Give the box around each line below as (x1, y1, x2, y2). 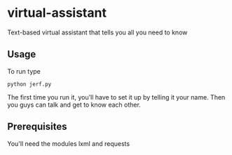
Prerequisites (7, 121, 67, 133)
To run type (7, 67, 41, 75)
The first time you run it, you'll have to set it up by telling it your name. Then (7, 93, 226, 101)
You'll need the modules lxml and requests (7, 139, 130, 148)
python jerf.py (7, 81, 52, 88)
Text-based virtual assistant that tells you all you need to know (7, 28, 188, 36)
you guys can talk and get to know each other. (7, 100, 142, 109)
